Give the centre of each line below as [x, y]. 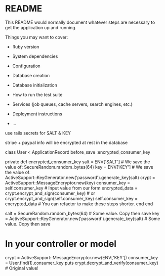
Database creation [31, 75]
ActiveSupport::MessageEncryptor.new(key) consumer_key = [68, 183]
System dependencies [35, 56]
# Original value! [22, 268]
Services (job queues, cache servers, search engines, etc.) [72, 104]
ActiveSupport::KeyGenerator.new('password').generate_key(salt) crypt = [80, 177]
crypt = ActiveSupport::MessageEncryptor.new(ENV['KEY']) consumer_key [82, 257]
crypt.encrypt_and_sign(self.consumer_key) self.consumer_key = [71, 198]
